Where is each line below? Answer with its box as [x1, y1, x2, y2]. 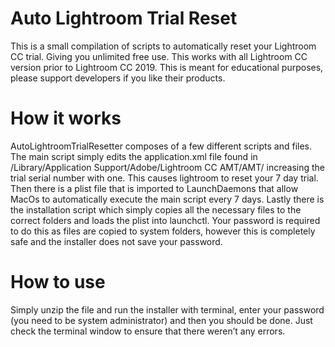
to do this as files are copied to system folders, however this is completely [10, 225, 316, 237]
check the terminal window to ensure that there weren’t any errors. [10, 325, 286, 337]
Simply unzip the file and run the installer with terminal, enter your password [10, 303, 325, 316]
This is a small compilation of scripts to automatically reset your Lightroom [10, 40, 317, 52]
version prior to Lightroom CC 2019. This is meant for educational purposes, [10, 61, 324, 73]
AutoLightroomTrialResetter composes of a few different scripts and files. [10, 140, 312, 152]
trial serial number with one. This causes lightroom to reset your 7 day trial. [10, 172, 319, 184]
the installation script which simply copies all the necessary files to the [10, 203, 302, 216]
